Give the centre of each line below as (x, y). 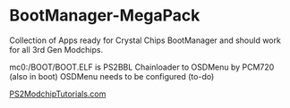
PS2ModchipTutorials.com (58, 94)
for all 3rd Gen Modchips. (56, 49)
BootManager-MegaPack (105, 16)
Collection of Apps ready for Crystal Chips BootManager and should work (145, 40)
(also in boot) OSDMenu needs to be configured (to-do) (112, 76)
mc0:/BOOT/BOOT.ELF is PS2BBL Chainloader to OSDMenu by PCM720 (142, 67)
